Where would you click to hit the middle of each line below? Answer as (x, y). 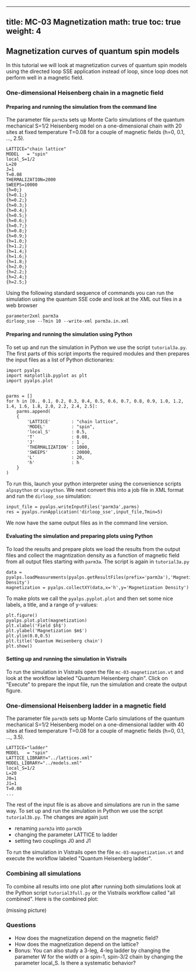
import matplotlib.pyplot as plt (47, 375)
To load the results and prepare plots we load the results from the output (93, 549)
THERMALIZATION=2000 (31, 180)
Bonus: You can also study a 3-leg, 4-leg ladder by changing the (92, 950)
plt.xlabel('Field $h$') (36, 625)
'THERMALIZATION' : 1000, (59, 447)
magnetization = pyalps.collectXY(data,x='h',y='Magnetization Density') (98, 587)
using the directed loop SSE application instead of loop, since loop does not (97, 71)
